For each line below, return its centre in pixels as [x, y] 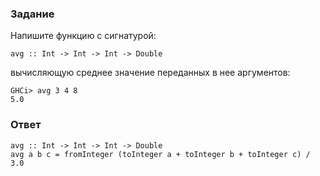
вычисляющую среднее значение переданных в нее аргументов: [150, 73]
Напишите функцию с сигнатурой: [83, 36]
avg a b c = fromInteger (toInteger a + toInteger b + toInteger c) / [160, 154]
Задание [32, 14]
